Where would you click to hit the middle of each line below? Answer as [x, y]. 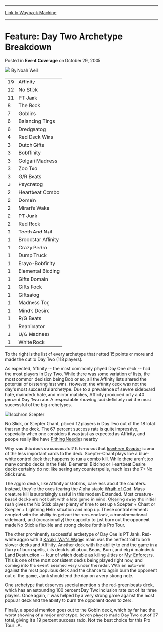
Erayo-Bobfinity [37, 263]
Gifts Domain [33, 279]
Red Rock [29, 224]
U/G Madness [34, 334]
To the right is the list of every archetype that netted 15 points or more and [79, 354]
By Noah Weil [24, 70]
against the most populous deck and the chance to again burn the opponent [81, 570]
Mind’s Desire [34, 310]
